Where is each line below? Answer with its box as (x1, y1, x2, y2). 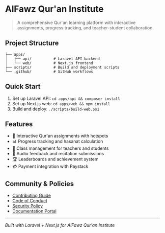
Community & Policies (5, 180, 74, 188)
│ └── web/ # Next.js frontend (5, 60, 93, 66)
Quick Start (5, 82, 41, 91)
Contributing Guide (12, 192, 51, 199)
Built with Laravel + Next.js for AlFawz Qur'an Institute (5, 222, 115, 228)
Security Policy (12, 203, 43, 209)
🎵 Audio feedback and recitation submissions (12, 151, 104, 157)
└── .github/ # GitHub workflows (5, 69, 93, 74)
